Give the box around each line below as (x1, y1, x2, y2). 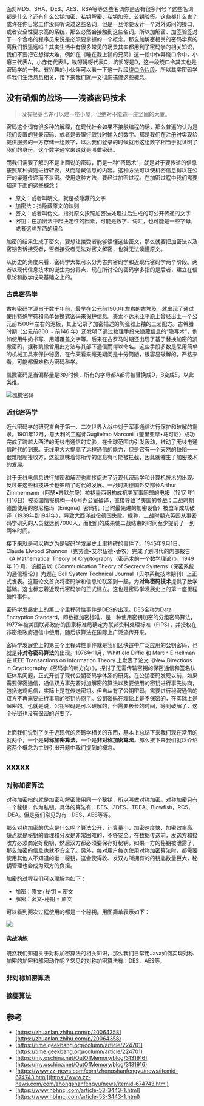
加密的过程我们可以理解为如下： (6, 875, 86, 882)
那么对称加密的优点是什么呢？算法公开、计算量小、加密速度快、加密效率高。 (6, 824, 198, 832)
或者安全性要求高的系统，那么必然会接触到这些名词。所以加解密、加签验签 (6, 28, 192, 35)
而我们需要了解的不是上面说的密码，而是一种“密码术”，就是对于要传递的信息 (6, 158, 197, 166)
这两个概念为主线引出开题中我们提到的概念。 (6, 744, 118, 751)
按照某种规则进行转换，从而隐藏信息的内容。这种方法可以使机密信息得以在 (6, 166, 192, 174)
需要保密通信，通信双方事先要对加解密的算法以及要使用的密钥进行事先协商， (6, 679, 198, 687)
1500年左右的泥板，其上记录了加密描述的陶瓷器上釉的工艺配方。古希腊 (16, 321, 194, 328)
